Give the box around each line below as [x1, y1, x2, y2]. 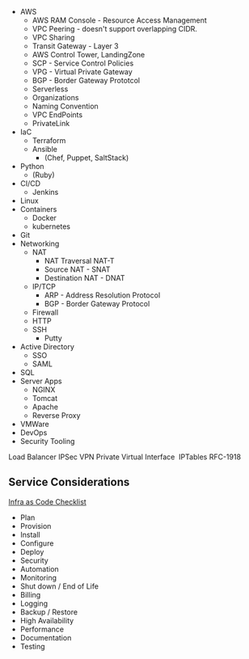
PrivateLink [32, 119, 70, 128]
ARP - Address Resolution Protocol [44, 290, 161, 300]
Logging [19, 598, 49, 608]
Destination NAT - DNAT [44, 273, 125, 282]
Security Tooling [19, 437, 75, 446]
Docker [32, 213, 57, 222]
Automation [19, 564, 59, 573]
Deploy [19, 547, 44, 556]
